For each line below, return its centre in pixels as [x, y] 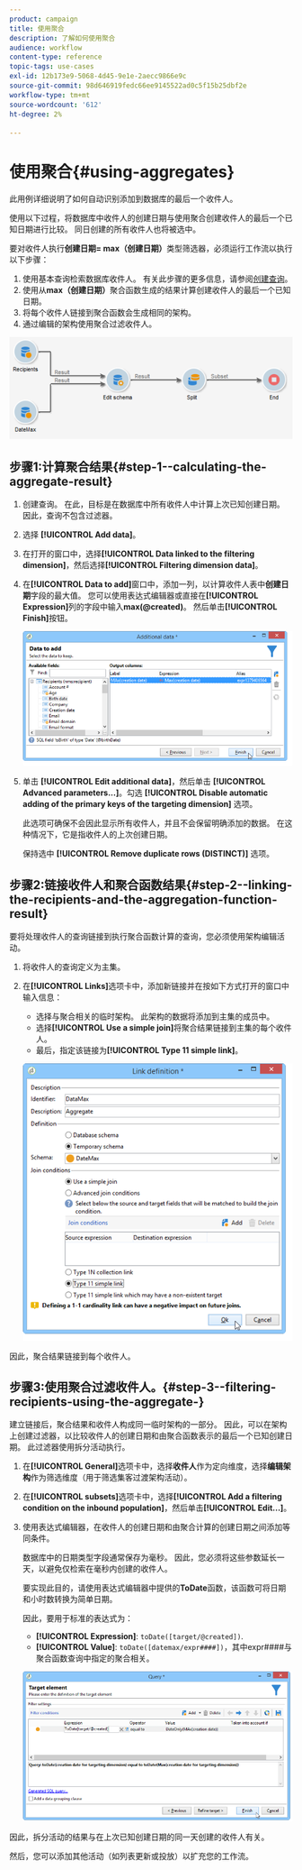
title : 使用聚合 [37, 28]
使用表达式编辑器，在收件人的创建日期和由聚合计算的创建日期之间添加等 [156, 1527]
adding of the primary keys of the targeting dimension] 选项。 [140, 804]
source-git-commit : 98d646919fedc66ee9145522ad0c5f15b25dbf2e [128, 86]
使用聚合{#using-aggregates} [122, 172]
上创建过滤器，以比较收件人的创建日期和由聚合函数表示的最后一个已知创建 [147, 1436]
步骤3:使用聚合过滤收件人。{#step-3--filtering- [143, 1387]
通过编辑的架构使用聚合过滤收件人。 [89, 324]
